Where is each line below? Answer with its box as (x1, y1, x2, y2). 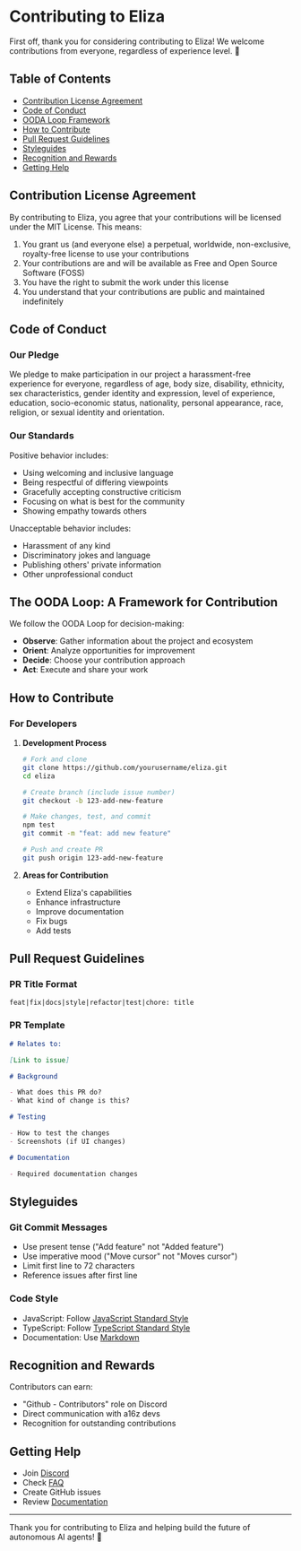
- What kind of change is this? (9, 1096, 130, 1105)
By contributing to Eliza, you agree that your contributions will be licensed (9, 212, 282, 222)
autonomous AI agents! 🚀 (9, 1531, 103, 1543)
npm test (21, 820, 56, 830)
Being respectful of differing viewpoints (21, 477, 168, 488)
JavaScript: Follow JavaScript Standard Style (21, 1313, 189, 1323)
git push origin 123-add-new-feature (21, 853, 164, 862)
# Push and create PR (21, 845, 103, 854)
